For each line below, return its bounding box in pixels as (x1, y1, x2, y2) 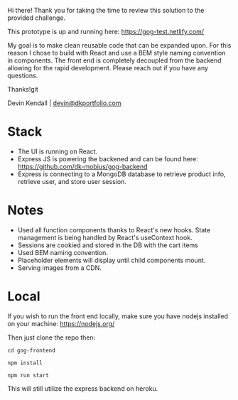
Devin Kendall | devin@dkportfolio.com (7, 99, 121, 107)
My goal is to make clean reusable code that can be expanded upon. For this (7, 41, 232, 49)
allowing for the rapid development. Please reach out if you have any (7, 64, 208, 72)
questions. (7, 71, 38, 80)
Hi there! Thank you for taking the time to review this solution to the (7, 6, 205, 14)
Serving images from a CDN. (17, 263, 102, 272)
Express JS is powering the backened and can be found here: (17, 154, 199, 163)
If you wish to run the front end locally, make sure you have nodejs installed (7, 312, 229, 320)
